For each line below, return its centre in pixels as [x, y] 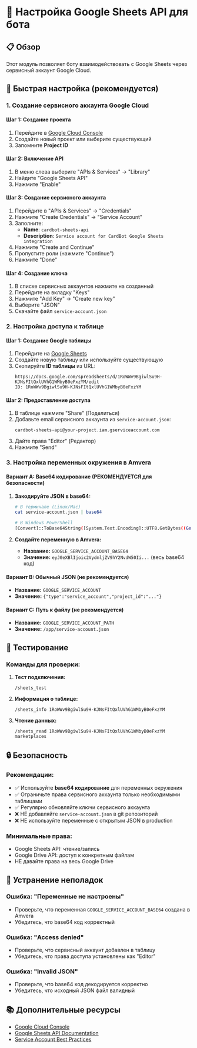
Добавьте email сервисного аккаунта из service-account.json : [93, 420]
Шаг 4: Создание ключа [37, 273]
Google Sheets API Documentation [56, 1033]
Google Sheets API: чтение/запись [57, 849]
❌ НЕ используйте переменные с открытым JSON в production [94, 820]
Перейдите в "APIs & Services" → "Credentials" [73, 211]
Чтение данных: [36, 721]
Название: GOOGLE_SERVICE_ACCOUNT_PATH [64, 623]
